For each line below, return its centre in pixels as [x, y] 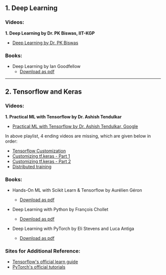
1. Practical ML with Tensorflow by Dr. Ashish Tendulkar [63, 116]
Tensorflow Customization [39, 151]
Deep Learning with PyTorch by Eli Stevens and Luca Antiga [73, 228]
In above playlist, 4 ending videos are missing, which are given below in [78, 136]
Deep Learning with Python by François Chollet [60, 209]
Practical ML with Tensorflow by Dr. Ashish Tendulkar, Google [75, 126]
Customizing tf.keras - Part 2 [41, 161]
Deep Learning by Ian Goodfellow [46, 66]
